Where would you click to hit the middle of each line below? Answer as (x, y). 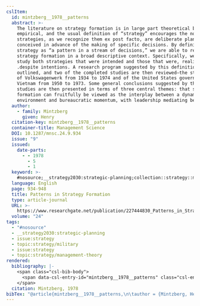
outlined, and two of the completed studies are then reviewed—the (102, 73)
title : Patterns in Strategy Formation (61, 194)
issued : (21, 144)
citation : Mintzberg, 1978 (45, 288)
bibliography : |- (33, 266)
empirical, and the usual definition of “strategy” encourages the (102, 34)
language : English (35, 183)
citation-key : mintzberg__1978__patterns (64, 123)
